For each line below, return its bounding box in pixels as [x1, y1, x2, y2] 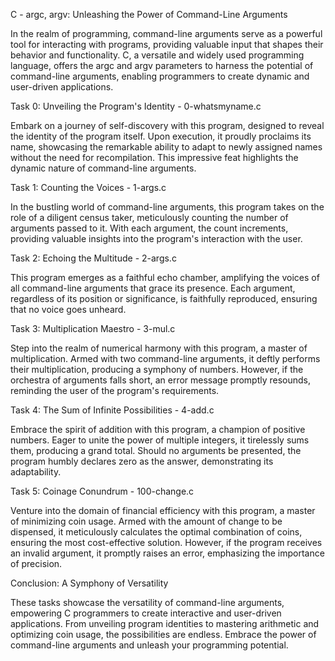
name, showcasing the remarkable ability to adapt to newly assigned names [10, 141, 323, 153]
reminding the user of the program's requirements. [10, 385, 220, 396]
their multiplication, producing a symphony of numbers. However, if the [10, 364, 304, 375]
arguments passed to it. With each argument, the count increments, [10, 222, 289, 234]
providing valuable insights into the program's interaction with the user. [10, 233, 303, 244]
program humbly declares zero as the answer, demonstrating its [10, 455, 274, 467]
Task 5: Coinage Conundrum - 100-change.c [10, 485, 195, 497]
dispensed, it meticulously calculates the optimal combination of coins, [10, 526, 303, 538]
